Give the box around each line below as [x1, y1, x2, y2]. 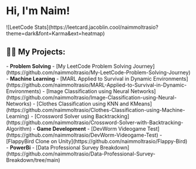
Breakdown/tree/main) [6, 156, 60, 163]
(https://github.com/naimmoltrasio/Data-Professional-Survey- [6, 150, 156, 157]
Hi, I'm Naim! [6, 4, 70, 18]
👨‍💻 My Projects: [6, 47, 66, 57]
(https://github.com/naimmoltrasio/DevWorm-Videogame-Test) [6, 131, 158, 138]
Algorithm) [6, 125, 32, 132]
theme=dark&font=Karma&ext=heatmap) [6, 29, 105, 37]
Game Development [36, 125, 86, 132]
